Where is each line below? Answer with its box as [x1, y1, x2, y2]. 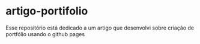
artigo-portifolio [5, 4, 88, 18]
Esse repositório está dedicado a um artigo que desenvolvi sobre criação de [5, 24, 195, 31]
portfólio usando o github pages [5, 30, 85, 37]
